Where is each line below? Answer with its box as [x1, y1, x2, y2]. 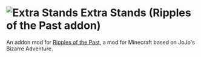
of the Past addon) [6, 19, 101, 32]
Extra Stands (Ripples [81, 6, 192, 20]
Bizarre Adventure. [6, 45, 53, 52]
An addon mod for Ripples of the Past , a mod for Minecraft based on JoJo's [6, 38, 196, 46]
